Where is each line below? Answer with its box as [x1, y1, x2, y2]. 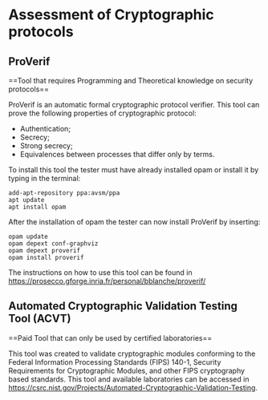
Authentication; [19, 124, 71, 133]
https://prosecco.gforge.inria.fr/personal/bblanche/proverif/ [8, 277, 206, 285]
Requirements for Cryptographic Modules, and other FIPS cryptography [8, 366, 246, 375]
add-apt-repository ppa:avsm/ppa [8, 189, 120, 197]
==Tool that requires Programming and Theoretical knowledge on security [8, 76, 254, 85]
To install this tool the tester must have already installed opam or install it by [8, 165, 259, 174]
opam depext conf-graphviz [8, 240, 99, 248]
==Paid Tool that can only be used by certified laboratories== [8, 333, 213, 342]
